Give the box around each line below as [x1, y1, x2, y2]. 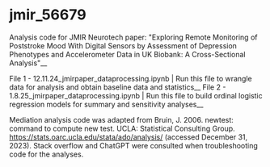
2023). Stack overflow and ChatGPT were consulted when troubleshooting [9, 140, 258, 150]
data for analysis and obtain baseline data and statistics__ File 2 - [9, 82, 226, 92]
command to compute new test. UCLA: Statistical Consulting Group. [9, 123, 235, 133]
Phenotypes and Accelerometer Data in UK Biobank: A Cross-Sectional [9, 49, 246, 59]
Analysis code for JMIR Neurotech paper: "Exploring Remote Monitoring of [9, 32, 258, 42]
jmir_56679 [9, 6, 87, 24]
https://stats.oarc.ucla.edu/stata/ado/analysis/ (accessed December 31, [9, 132, 248, 142]
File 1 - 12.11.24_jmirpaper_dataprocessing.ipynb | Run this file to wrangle [9, 73, 253, 83]
